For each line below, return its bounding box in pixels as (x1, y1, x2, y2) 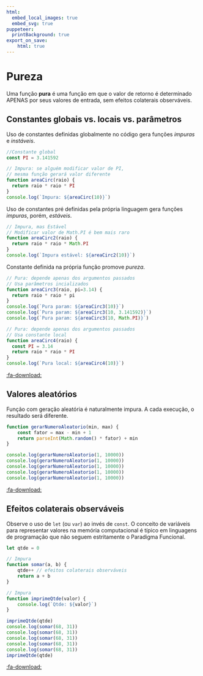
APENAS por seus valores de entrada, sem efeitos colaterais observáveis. (6, 96, 193, 104)
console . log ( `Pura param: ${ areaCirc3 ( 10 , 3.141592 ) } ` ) (6, 309, 152, 316)
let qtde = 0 (6, 545, 40, 551)
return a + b (17, 573, 51, 579)
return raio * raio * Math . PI (12, 240, 89, 247)
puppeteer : (6, 26, 34, 33)
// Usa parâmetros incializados (6, 280, 89, 287)
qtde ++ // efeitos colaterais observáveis (17, 567, 127, 574)
